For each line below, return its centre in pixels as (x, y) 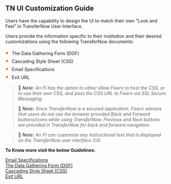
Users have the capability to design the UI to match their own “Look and (81, 20)
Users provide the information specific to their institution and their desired (83, 36)
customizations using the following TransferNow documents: (70, 41)
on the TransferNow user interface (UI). (60, 140)
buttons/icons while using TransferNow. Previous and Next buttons (89, 119)
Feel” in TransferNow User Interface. (44, 26)
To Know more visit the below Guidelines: (51, 150)
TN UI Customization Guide (50, 8)
